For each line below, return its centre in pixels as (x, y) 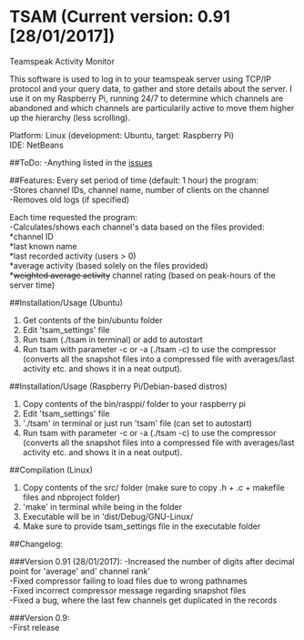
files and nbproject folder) (71, 497)
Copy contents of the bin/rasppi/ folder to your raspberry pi (134, 403)
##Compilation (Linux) (51, 470)
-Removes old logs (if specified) (70, 199)
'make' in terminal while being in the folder (102, 506)
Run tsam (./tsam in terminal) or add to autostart (112, 340)
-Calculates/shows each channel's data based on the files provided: (137, 227)
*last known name (43, 246)
